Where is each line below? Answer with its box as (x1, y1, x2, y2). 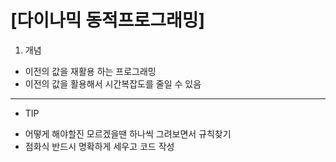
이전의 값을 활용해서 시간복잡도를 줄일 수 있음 (24, 77, 202, 90)
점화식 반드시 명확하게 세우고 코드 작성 (24, 140, 175, 152)
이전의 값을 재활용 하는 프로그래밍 (24, 65, 157, 77)
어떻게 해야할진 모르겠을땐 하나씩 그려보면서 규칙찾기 (24, 127, 232, 140)
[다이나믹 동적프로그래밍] (10, 9, 206, 32)
